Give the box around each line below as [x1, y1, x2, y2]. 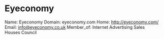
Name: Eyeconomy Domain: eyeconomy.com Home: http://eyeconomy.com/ [4, 19, 159, 25]
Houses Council [4, 29, 37, 35]
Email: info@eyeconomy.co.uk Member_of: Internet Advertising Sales [4, 24, 145, 30]
